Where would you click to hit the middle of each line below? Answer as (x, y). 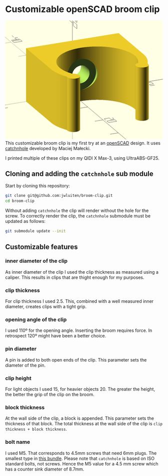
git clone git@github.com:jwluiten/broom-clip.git (59, 196)
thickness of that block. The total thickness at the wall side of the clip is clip (84, 424)
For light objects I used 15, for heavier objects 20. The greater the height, (80, 389)
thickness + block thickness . (36, 429)
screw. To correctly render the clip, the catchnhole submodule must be (78, 216)
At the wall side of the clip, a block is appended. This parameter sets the (79, 418)
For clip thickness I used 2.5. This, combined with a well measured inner (79, 301)
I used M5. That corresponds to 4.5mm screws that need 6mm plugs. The (81, 453)
